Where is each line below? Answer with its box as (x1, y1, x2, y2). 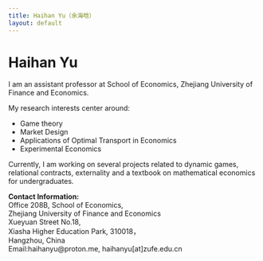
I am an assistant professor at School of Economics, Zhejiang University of (8, 80, 253, 89)
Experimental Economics (19, 144, 102, 154)
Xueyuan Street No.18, (8, 217, 81, 227)
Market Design (19, 127, 69, 137)
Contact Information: (8, 192, 80, 201)
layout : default (8, 19, 62, 27)
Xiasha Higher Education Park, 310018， (8, 227, 141, 236)
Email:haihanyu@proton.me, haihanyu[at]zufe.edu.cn (8, 244, 183, 254)
